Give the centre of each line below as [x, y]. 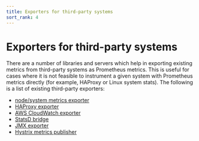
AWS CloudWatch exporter [48, 113]
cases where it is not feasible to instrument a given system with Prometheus [99, 76]
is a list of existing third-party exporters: [56, 89]
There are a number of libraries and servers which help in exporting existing [99, 63]
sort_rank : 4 [22, 17]
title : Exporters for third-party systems [60, 12]
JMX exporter [32, 125]
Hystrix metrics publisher [46, 132]
